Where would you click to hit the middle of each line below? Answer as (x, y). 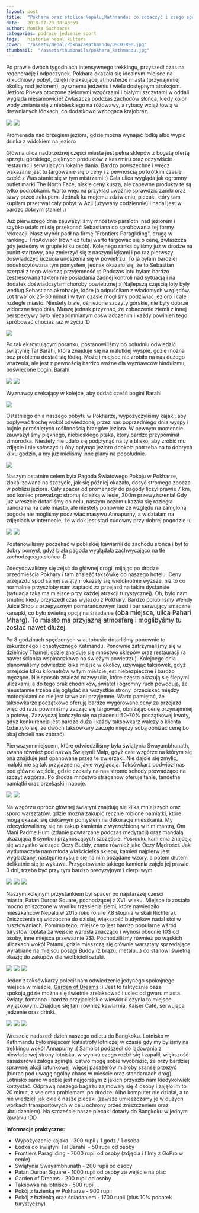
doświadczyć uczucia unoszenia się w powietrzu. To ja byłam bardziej (92, 258)
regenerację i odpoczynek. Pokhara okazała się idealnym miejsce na (89, 73)
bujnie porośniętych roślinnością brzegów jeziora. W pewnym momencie (95, 428)
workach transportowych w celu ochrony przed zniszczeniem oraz (87, 1105)
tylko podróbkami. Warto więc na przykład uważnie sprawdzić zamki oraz (96, 190)
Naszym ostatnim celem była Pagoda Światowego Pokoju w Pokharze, (92, 476)
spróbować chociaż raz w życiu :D (48, 321)
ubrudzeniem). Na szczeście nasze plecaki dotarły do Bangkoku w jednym (97, 1111)
